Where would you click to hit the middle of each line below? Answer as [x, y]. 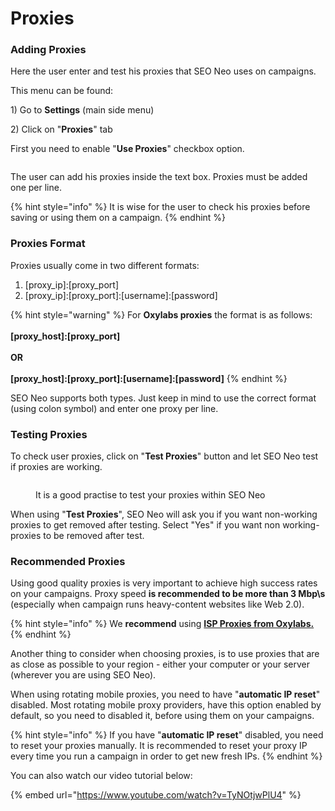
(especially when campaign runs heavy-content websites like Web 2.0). [157, 604]
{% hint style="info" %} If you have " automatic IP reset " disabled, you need [167, 735]
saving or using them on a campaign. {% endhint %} [118, 218]
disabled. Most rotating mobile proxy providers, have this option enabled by [166, 705]
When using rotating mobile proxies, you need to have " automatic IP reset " [165, 694]
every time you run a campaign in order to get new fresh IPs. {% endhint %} [166, 756]
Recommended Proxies [68, 561]
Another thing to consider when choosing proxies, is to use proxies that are [165, 654]
